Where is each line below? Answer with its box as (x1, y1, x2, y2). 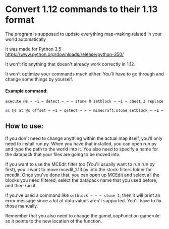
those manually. (5, 203, 38, 209)
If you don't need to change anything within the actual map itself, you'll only (5, 135, 163, 141)
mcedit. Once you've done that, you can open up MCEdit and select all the (5, 172, 160, 178)
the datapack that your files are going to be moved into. (5, 151, 121, 157)
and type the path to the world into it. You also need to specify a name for (5, 146, 158, 152)
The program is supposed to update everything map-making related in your (5, 31, 162, 37)
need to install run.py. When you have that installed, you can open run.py (5, 140, 157, 146)
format (5, 14, 34, 26)
